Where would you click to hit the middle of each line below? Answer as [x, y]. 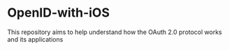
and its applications [35, 39]
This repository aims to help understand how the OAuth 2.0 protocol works [114, 32]
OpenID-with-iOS [59, 13]
